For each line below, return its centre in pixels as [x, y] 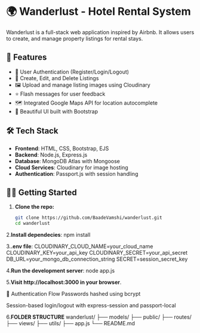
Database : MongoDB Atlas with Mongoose [67, 161]
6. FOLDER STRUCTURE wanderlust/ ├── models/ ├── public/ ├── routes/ [99, 317]
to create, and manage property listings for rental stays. [75, 38]
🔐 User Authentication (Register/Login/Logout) [72, 72]
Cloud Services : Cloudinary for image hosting [71, 167]
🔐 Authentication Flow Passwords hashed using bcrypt [73, 294]
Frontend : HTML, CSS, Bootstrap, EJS [62, 148]
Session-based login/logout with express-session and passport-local [91, 305]
